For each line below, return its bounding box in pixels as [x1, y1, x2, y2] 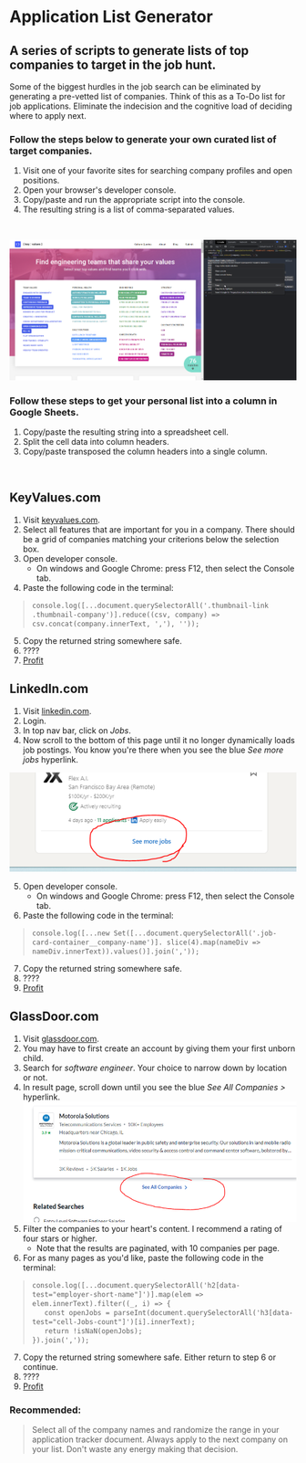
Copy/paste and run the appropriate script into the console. [22, 195, 246, 205]
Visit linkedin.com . [22, 705, 92, 716]
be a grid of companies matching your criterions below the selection [22, 533, 280, 544]
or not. [22, 1071, 48, 1083]
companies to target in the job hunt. [9, 57, 217, 72]
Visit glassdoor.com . [22, 1033, 100, 1044]
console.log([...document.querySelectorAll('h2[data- [31, 1280, 240, 1289]
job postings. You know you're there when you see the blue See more [22, 744, 284, 755]
